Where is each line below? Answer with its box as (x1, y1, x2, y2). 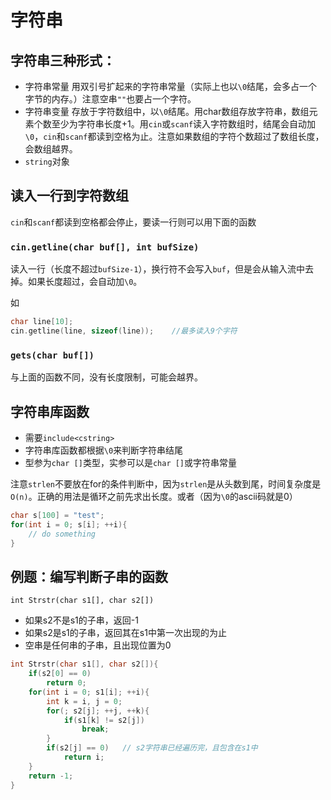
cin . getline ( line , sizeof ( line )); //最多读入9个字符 (10, 326, 238, 336)
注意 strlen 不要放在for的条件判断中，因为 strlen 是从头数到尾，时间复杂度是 (10, 477, 322, 490)
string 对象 (24, 156, 70, 167)
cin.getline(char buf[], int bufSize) (10, 241, 200, 253)
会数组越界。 (24, 143, 78, 155)
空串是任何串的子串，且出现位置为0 (24, 639, 172, 651)
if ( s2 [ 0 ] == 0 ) (28, 669, 92, 679)
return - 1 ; (28, 771, 74, 781)
